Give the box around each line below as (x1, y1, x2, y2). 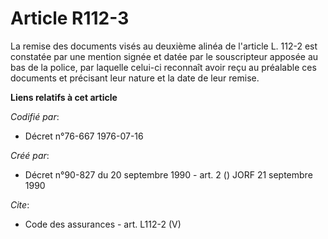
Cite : (10, 198, 30, 211)
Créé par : (10, 149, 50, 161)
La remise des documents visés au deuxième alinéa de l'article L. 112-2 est (10, 40, 318, 52)
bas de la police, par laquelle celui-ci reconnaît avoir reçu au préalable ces (10, 61, 317, 73)
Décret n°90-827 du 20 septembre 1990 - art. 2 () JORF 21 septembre (24, 168, 313, 181)
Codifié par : (10, 110, 60, 122)
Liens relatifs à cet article (10, 91, 118, 103)
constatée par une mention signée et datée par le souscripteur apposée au (10, 50, 319, 62)
